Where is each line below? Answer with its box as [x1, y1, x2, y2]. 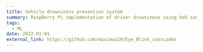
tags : [6, 20, 20, 26]
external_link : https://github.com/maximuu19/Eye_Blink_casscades [6, 36, 177, 42]
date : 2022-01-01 [6, 31, 50, 37]
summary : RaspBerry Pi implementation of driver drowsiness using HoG [6, 14, 188, 20]
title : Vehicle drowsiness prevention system [6, 8, 123, 15]
